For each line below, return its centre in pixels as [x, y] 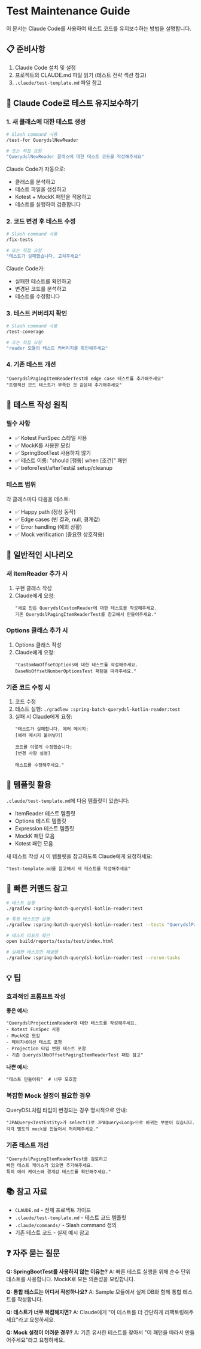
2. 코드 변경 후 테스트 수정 [41, 221]
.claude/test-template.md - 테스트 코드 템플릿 [71, 1217]
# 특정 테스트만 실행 [28, 919]
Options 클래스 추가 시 [37, 630]
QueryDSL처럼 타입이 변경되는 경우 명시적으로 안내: [67, 1110]
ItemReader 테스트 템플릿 [45, 813]
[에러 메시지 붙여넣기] [39, 735]
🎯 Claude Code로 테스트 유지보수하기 [72, 103]
